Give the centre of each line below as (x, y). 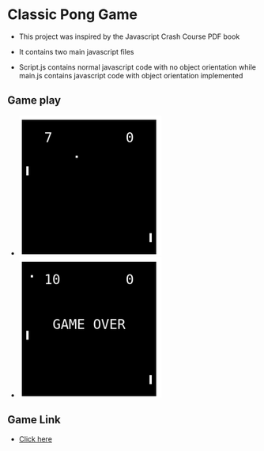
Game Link (34, 420)
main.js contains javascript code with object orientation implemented (131, 75)
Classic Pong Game (72, 15)
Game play (34, 100)
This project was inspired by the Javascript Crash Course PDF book (129, 36)
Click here (36, 439)
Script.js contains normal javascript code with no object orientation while (137, 67)
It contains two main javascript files (76, 51)
